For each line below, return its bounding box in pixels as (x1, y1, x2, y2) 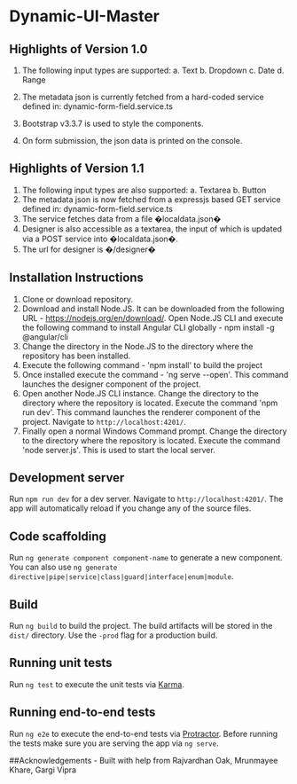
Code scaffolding (9, 529, 106, 544)
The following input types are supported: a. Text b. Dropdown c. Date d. (21, 65, 285, 75)
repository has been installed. (21, 350, 131, 361)
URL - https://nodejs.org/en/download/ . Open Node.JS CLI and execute (21, 312, 284, 323)
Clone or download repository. (21, 294, 134, 304)
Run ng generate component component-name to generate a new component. (9, 553, 284, 563)
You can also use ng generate (9, 561, 118, 573)
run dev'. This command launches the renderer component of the (21, 406, 262, 418)
